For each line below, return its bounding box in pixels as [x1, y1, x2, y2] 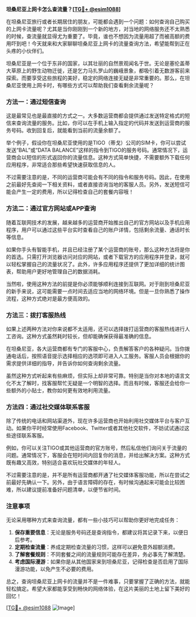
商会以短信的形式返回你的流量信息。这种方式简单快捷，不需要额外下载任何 [10, 154, 190, 161]
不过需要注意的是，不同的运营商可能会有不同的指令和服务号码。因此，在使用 [6, 174, 190, 181]
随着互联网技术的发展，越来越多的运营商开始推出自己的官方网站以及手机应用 [6, 219, 190, 226]
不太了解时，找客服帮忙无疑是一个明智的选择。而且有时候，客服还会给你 [10, 379, 185, 386]
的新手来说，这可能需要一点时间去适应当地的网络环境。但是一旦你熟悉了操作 [6, 287, 190, 294]
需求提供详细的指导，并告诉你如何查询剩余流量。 [6, 359, 124, 366]
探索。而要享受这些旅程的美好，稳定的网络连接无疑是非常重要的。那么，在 [6, 74, 185, 81]
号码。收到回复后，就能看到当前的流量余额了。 [10, 127, 124, 134]
